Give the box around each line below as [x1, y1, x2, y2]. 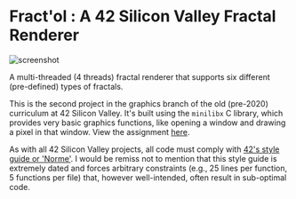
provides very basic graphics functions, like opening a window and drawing [9, 117, 286, 128]
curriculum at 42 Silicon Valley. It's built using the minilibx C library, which [9, 107, 284, 118]
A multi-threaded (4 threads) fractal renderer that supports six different [9, 71, 271, 82]
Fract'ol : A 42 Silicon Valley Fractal [9, 6, 276, 27]
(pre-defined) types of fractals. [9, 81, 124, 92]
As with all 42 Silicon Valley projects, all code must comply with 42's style [9, 144, 280, 155]
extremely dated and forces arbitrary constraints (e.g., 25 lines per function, [9, 163, 288, 173]
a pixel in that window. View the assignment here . [9, 126, 190, 137]
